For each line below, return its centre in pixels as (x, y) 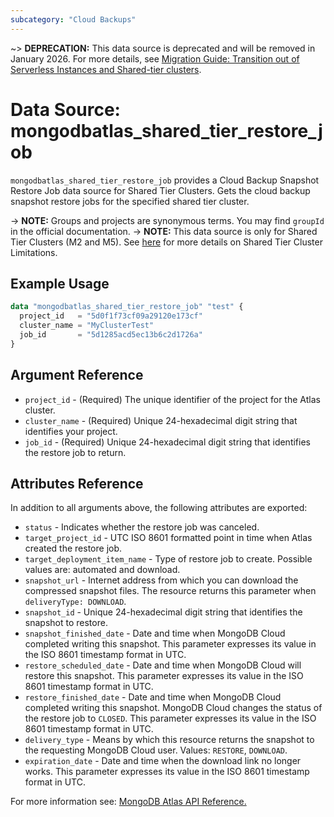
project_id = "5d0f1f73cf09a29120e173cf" (111, 316)
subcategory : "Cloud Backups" (73, 19)
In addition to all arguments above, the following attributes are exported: (159, 508)
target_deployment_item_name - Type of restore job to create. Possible (168, 559)
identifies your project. (71, 431)
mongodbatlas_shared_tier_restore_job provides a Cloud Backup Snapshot (165, 180)
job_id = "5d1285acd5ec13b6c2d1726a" (111, 335)
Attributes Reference (77, 483)
